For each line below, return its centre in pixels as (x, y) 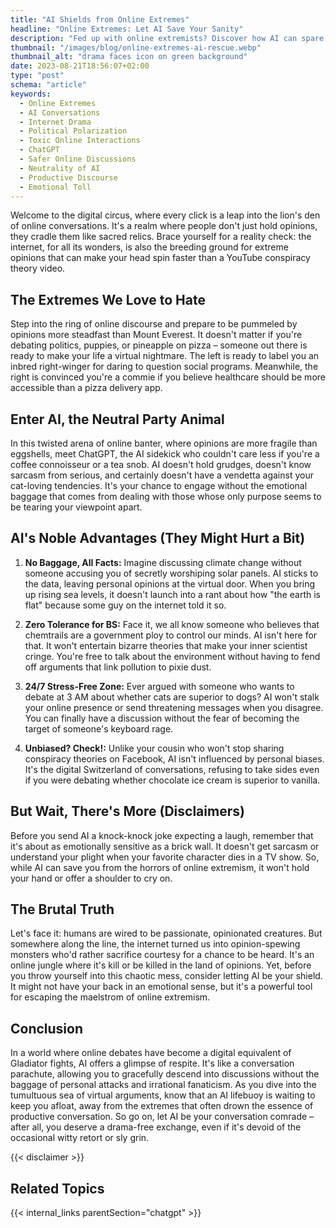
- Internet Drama (55, 122)
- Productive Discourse (68, 177)
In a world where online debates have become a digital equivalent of (151, 1053)
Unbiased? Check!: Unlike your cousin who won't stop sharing (154, 748)
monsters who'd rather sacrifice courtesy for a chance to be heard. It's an (162, 955)
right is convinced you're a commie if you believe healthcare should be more (168, 377)
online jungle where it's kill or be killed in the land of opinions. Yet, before (161, 965)
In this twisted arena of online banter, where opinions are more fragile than (164, 443)
